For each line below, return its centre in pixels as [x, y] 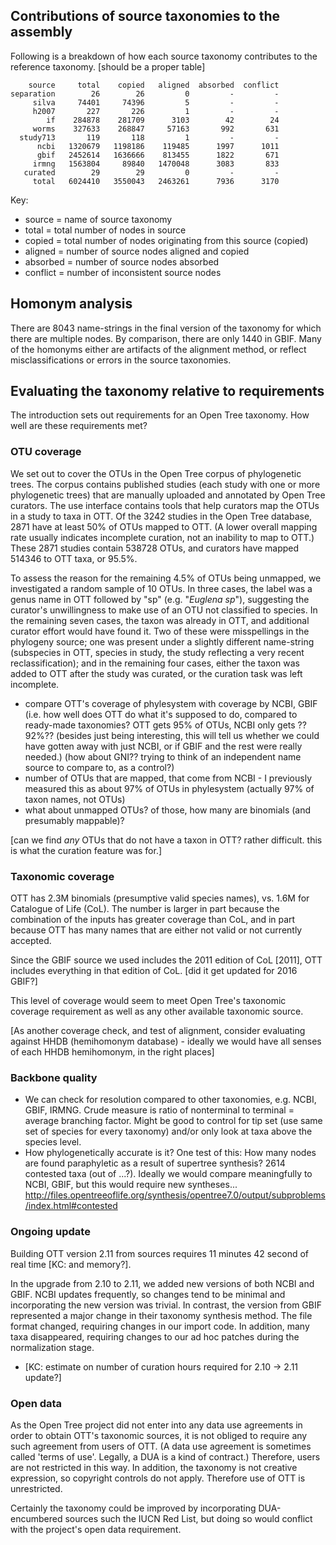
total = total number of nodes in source [105, 230]
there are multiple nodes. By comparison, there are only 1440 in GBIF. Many [166, 338]
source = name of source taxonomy [98, 219]
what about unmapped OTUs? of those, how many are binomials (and [168, 810]
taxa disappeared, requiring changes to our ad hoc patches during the [155, 1336]
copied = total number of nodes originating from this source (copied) [166, 240]
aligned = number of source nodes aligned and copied [137, 251]
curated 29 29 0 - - [151, 172]
